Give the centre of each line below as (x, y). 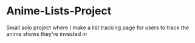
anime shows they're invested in (46, 33)
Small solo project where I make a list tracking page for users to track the (98, 27)
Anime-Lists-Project (59, 11)
